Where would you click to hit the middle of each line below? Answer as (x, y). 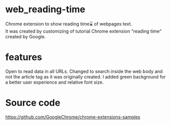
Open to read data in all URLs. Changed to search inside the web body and (84, 71)
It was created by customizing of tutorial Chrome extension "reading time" (84, 31)
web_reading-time (45, 9)
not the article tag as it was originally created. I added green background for (86, 77)
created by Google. (26, 36)
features (24, 57)
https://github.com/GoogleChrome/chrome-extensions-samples (73, 117)
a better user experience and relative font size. (55, 82)
